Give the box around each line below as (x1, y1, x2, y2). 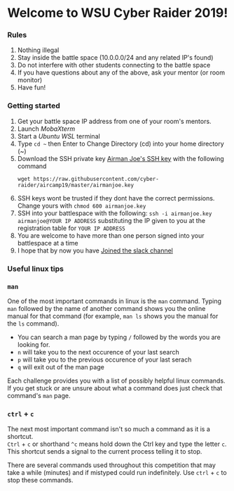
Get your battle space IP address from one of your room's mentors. (17, 117, 212, 125)
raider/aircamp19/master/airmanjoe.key (17, 181, 135, 189)
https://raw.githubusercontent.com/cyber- (33, 175, 159, 182)
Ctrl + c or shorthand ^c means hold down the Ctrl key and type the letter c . (7, 440, 227, 448)
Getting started (7, 101, 61, 110)
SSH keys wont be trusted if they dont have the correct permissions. (17, 193, 215, 202)
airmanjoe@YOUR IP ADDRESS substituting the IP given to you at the (17, 216, 205, 224)
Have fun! (17, 83, 46, 92)
